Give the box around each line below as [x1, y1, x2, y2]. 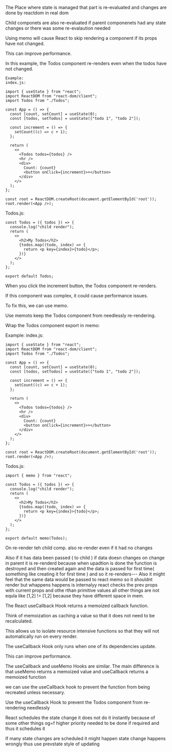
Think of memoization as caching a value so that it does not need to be [5, 613, 155, 618]
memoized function [5, 674, 47, 680]
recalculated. [5, 618, 33, 624]
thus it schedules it [5, 725, 45, 732]
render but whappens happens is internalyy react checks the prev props [5, 582, 158, 588]
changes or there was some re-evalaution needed [5, 25, 111, 31]
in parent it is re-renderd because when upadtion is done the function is [5, 560, 157, 566]
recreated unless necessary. [5, 690, 66, 695]
